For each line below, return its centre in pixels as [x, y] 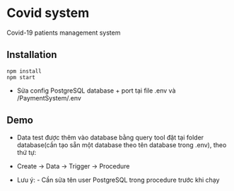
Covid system [48, 13]
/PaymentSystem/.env [49, 98]
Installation [32, 55]
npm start [21, 77]
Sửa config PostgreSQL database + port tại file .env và [96, 91]
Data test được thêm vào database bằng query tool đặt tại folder [110, 137]
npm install [24, 71]
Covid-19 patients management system [64, 33]
